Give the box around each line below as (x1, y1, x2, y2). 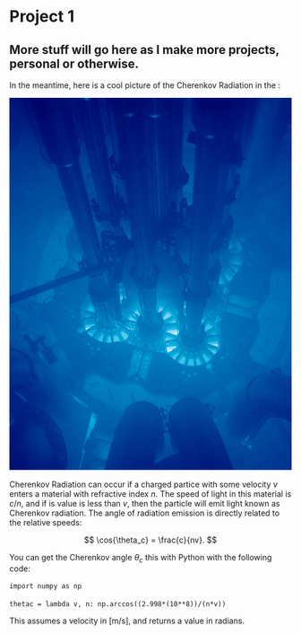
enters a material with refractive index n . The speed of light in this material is (9, 488, 292, 499)
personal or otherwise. (9, 56, 140, 71)
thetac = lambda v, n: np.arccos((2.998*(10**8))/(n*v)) (9, 600, 227, 609)
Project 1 (9, 6, 74, 27)
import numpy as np (9, 582, 82, 591)
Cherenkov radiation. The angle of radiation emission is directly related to (9, 507, 280, 518)
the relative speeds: (9, 516, 82, 527)
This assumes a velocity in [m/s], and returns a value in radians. (9, 615, 245, 626)
